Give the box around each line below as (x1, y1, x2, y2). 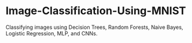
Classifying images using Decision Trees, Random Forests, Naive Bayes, (5, 24, 184, 31)
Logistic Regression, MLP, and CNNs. (5, 29, 98, 37)
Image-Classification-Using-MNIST (5, 4, 187, 18)
